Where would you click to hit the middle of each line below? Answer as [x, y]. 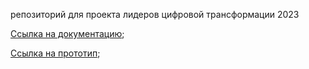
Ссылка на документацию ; [67, 33]
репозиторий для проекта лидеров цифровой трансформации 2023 [155, 14]
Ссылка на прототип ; [55, 53]
